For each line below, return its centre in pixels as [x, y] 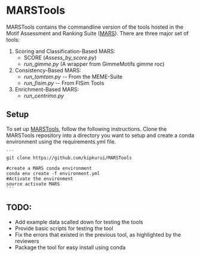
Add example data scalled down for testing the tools [79, 222]
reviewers [27, 241]
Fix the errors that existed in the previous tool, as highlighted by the [98, 234]
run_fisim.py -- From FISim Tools [64, 83]
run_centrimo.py [44, 96]
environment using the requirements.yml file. [61, 142]
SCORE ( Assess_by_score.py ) [60, 57]
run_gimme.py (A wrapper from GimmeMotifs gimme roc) [94, 64]
